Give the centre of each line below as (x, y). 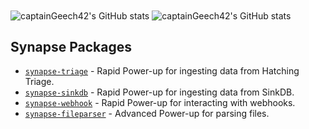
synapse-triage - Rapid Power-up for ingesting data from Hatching (162, 71)
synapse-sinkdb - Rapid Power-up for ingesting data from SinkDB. (159, 92)
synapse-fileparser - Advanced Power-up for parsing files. (147, 114)
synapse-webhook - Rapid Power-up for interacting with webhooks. (160, 103)
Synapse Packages (71, 47)
